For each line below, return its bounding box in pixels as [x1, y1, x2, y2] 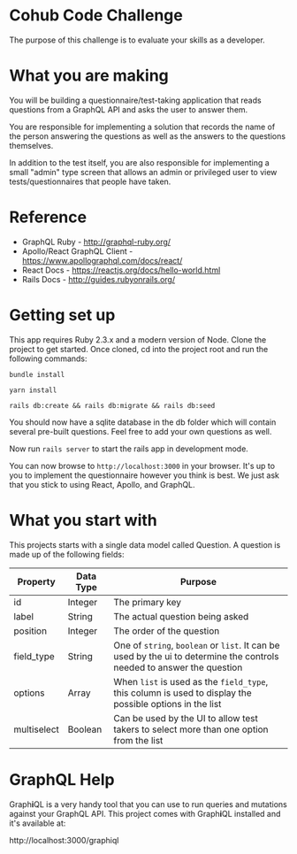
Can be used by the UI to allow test [113, 712, 258, 724]
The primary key [113, 596, 181, 608]
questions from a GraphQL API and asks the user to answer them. [9, 104, 248, 115]
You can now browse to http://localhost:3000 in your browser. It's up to [9, 460, 276, 471]
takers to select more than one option [113, 723, 269, 735]
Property [17, 575, 56, 588]
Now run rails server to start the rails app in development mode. [9, 443, 249, 454]
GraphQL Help [9, 769, 115, 789]
